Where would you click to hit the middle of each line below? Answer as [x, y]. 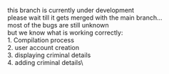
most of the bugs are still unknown [58, 25]
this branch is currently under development [71, 10]
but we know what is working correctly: [65, 32]
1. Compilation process [41, 40]
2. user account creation [43, 48]
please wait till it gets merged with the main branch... [85, 18]
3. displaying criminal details [49, 55]
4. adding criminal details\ [45, 62]
